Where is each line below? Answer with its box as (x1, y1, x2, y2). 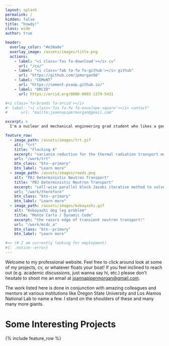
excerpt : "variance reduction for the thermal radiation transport (14, 152, 158, 157)
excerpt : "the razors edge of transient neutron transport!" (14, 217, 145, 222)
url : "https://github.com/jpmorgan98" (18, 73, 100, 78)
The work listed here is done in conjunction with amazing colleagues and (5, 284, 156, 291)
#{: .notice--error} (5, 245, 49, 250)
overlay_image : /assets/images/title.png (10, 49, 98, 54)
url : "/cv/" (18, 64, 44, 69)
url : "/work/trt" (14, 156, 51, 161)
